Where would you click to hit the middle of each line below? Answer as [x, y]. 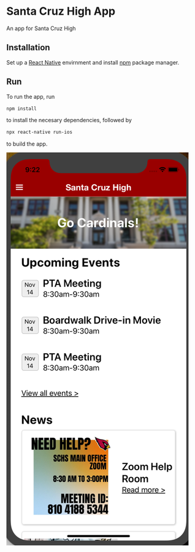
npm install [21, 109]
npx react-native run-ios [39, 132]
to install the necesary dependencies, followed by [69, 120]
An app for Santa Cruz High [41, 28]
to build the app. [27, 144]
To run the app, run [31, 96]
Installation [28, 48]
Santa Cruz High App [61, 11]
